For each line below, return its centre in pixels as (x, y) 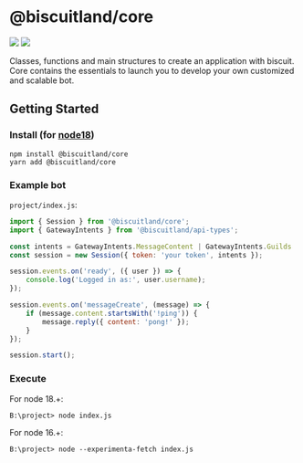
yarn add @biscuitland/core (63, 162)
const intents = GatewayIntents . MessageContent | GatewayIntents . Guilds (151, 247)
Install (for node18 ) (52, 135)
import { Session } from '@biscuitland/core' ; (99, 221)
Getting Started (54, 109)
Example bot (38, 184)
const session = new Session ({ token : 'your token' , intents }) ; (136, 255)
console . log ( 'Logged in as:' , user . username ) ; (116, 280)
